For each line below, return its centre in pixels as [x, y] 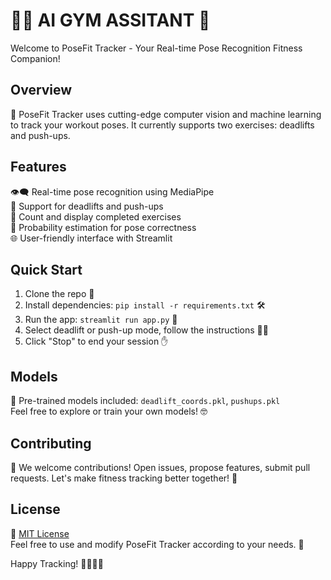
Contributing [51, 443]
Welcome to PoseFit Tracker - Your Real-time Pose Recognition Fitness [156, 48]
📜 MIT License [40, 533]
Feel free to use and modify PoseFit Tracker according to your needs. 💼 [157, 544]
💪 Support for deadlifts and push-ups [87, 206]
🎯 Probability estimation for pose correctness [103, 227]
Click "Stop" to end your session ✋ [96, 341]
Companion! [35, 58]
